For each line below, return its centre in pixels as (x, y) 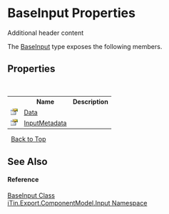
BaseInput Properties (71, 13)
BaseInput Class (31, 195)
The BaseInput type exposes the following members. (85, 46)
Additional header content (46, 33)
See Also (27, 161)
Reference (23, 180)
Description (90, 102)
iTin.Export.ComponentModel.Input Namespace (77, 203)
